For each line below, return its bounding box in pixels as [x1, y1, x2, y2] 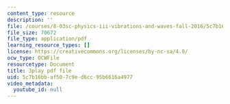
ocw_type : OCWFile [7, 55, 60, 62]
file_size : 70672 [7, 29, 57, 36]
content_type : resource [7, 10, 75, 17]
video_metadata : [7, 80, 53, 87]
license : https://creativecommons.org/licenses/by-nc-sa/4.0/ [7, 49, 188, 55]
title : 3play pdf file [7, 67, 72, 74]
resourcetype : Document [7, 61, 75, 68]
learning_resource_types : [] [7, 42, 90, 49]
